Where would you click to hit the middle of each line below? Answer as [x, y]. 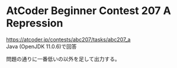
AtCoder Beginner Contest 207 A [89, 11]
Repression [35, 23]
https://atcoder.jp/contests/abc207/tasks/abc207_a [68, 39]
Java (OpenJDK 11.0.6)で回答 [41, 46]
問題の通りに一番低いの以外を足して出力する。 [63, 59]
